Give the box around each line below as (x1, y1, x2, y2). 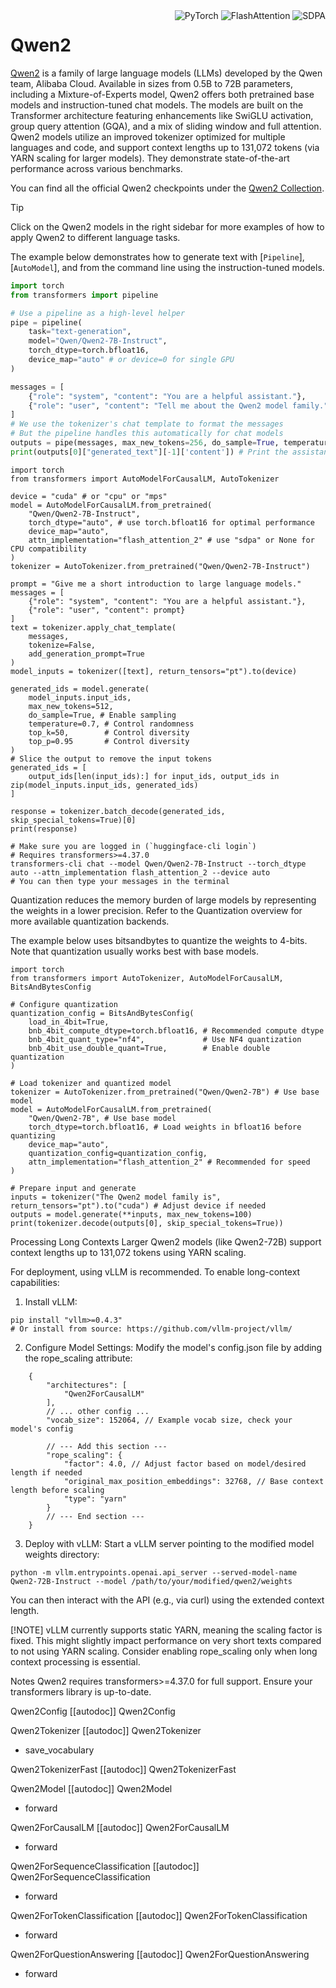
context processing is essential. (10, 1655, 141, 1668)
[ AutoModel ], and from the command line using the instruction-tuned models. (10, 261, 325, 273)
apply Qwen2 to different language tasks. (10, 231, 181, 243)
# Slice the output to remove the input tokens (10, 754, 213, 764)
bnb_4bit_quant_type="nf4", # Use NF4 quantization (28, 1034, 302, 1044)
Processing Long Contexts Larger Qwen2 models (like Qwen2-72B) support (10, 1235, 322, 1248)
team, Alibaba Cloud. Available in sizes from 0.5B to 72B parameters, (10, 77, 293, 89)
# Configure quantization (10, 999, 118, 1009)
